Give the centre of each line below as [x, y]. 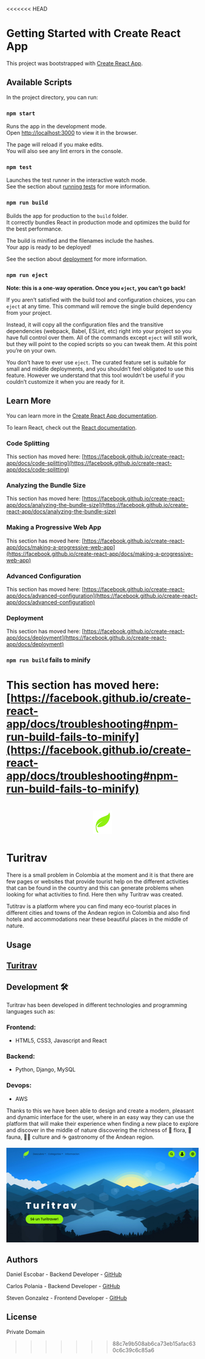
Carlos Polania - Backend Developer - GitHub [63, 1286]
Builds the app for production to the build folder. [67, 215]
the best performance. [34, 229]
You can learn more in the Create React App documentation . [82, 416]
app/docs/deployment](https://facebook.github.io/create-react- [86, 638]
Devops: [19, 1086]
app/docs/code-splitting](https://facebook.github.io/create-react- [89, 463]
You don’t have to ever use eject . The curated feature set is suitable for [96, 362]
